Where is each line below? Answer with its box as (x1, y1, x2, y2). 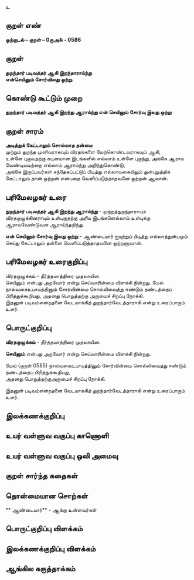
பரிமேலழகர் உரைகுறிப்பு (5, 257, 87, 267)
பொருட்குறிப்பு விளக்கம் (5, 524, 83, 534)
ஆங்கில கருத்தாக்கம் (5, 564, 76, 574)
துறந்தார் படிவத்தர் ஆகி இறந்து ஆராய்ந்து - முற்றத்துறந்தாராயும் (5, 208, 147, 215)
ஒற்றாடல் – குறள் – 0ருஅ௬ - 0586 (5, 36, 81, 43)
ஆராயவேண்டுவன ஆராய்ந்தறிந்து (5, 221, 83, 228)
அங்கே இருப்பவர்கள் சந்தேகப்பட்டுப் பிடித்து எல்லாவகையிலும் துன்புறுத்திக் (5, 168, 171, 175)
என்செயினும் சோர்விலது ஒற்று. (5, 76, 74, 83)
